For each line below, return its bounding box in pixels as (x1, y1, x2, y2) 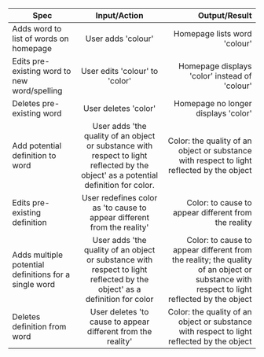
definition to (12, 150, 57, 160)
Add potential (12, 141, 62, 151)
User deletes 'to (90, 307, 149, 317)
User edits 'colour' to (81, 66, 159, 76)
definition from (12, 322, 67, 332)
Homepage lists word (173, 28, 252, 39)
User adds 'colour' (85, 33, 154, 44)
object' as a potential (81, 170, 159, 180)
